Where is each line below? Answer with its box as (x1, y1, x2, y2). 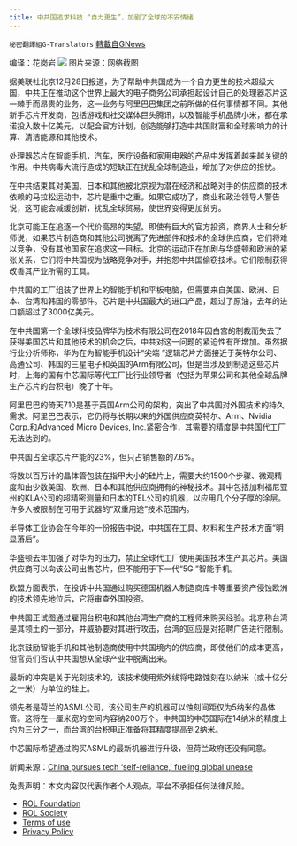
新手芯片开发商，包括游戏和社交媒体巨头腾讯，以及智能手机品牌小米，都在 (9, 109, 280, 120)
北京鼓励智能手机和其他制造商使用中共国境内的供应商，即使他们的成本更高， (9, 641, 288, 652)
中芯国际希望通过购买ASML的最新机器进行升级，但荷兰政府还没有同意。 (9, 742, 271, 753)
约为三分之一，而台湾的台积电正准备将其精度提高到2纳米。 (9, 724, 224, 734)
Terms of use (21, 817, 71, 827)
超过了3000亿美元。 (24, 307, 99, 317)
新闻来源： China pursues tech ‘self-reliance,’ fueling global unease (9, 761, 254, 772)
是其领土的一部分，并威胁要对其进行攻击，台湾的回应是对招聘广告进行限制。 (9, 623, 288, 633)
